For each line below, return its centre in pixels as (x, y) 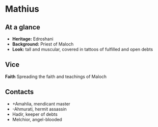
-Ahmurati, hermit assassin (39, 109)
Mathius (22, 9)
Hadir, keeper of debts (35, 114)
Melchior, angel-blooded (37, 119)
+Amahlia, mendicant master (41, 103)
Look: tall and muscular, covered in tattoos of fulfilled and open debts (82, 49)
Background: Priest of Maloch (43, 44)
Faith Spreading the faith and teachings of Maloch (56, 76)
